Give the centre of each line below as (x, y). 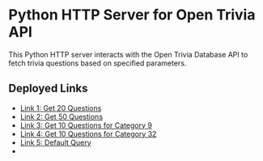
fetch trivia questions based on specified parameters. (98, 63)
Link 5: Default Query (55, 142)
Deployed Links (48, 89)
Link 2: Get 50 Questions (62, 117)
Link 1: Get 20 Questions (61, 108)
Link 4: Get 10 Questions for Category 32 (88, 133)
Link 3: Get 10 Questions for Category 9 (86, 125)
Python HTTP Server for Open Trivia (132, 15)
